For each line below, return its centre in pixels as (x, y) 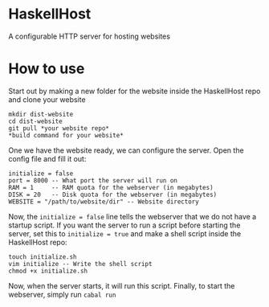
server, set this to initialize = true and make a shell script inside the (125, 233)
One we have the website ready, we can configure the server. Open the (126, 150)
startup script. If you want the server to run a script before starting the (124, 225)
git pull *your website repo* (59, 128)
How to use (47, 69)
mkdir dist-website (41, 114)
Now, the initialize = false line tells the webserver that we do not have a (132, 216)
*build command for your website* (66, 135)
